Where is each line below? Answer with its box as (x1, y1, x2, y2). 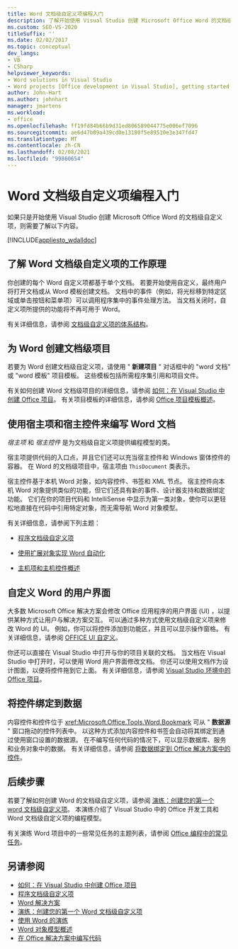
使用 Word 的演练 (17, 916, 69, 924)
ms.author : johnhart (7, 96, 69, 103)
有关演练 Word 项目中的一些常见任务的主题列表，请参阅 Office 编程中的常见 (7, 829, 228, 837)
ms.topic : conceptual (7, 43, 72, 50)
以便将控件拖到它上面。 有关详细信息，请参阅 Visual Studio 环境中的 (31, 666, 231, 675)
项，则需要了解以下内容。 (7, 221, 82, 230)
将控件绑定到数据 (7, 698, 82, 710)
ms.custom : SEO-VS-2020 (7, 23, 78, 30)
